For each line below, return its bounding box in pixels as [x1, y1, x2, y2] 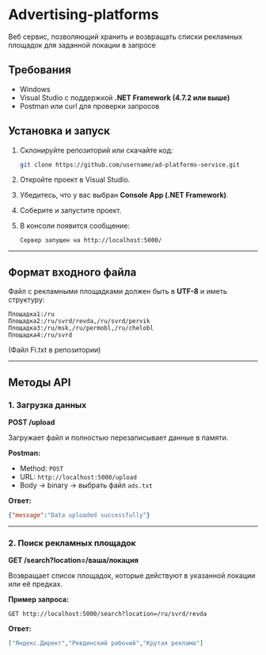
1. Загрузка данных [8, 399, 87, 410]
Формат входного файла [8, 265, 137, 279]
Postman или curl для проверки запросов [19, 101, 160, 110]
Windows [19, 84, 51, 94]
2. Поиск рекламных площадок [8, 537, 136, 549]
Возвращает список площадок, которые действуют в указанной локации [8, 571, 256, 580]
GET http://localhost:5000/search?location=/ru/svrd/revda [8, 610, 207, 618]
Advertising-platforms [8, 6, 159, 24]
